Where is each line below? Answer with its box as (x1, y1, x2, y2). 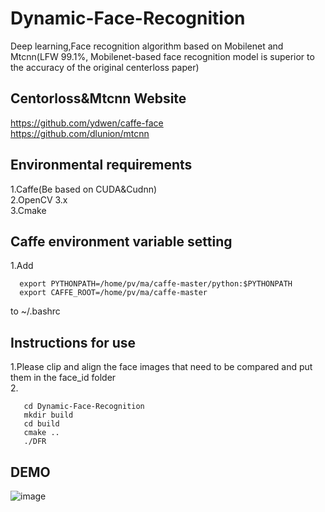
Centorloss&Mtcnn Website (10, 90, 187, 107)
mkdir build (23, 410, 74, 421)
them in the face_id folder (10, 372, 117, 384)
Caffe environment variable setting (10, 233, 233, 250)
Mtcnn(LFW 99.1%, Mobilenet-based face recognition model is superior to (10, 50, 315, 62)
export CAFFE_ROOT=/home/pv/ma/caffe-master (19, 288, 208, 298)
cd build (23, 419, 60, 429)
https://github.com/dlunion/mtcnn (10, 127, 150, 139)
